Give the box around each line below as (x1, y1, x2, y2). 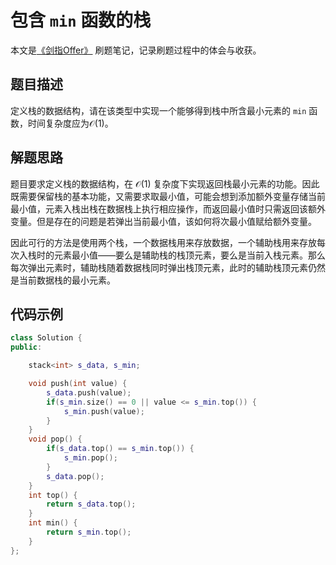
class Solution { (10, 333, 83, 343)
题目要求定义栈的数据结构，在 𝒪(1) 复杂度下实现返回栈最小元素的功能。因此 (10, 177, 320, 190)
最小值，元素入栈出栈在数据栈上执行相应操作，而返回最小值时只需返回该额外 (10, 202, 326, 215)
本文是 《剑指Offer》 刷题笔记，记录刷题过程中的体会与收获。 (10, 44, 262, 56)
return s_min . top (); (46, 527, 132, 537)
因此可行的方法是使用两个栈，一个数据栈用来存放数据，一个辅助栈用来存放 (10, 236, 317, 248)
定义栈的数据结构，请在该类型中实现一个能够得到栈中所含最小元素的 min (10, 104, 307, 116)
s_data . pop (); (46, 471, 105, 481)
